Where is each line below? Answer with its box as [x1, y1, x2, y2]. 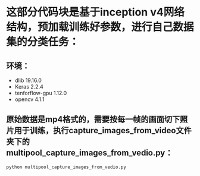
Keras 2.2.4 [14, 83, 43, 90]
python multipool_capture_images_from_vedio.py [6, 164, 127, 170]
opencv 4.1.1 [14, 96, 45, 103]
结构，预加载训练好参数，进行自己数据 [6, 20, 195, 34]
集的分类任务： [6, 35, 80, 49]
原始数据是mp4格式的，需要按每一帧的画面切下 [6, 114, 180, 125]
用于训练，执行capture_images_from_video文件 [14, 125, 192, 136]
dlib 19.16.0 [14, 77, 42, 84]
